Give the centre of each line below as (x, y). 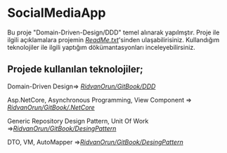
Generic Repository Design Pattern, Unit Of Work (78, 121)
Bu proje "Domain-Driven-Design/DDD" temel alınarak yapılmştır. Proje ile (113, 32)
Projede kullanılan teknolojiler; (76, 69)
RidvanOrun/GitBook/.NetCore (51, 107)
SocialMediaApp (57, 13)
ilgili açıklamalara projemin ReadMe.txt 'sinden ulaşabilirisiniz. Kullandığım (113, 39)
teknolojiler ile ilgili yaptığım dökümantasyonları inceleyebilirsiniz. (101, 47)
